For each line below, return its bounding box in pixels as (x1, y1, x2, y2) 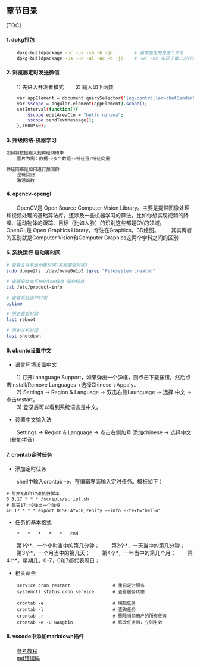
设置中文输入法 (14, 416, 52, 423)
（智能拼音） (6, 437, 37, 444)
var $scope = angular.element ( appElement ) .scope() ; (17, 101, 148, 107)
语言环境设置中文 (14, 361, 57, 368)
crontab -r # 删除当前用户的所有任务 (17, 613, 167, 619)
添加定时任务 (14, 465, 46, 472)
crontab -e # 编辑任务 (17, 600, 136, 606)
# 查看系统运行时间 (6, 295, 48, 301)
